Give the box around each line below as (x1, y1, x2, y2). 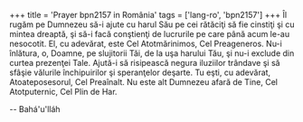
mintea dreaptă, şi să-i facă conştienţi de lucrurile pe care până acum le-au (9, 29, 290, 39)
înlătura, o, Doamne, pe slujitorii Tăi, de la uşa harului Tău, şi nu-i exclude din (9, 48, 295, 59)
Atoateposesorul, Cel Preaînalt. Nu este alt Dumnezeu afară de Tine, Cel (9, 77, 279, 87)
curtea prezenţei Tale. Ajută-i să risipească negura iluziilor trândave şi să (9, 58, 280, 68)
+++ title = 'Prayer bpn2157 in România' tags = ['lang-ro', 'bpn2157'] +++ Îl (9, 10, 288, 20)
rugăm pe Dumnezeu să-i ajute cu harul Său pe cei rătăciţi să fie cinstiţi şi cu (9, 19, 295, 30)
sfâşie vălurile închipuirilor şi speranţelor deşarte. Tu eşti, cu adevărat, (9, 67, 271, 78)
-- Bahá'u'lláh (9, 104, 61, 114)
